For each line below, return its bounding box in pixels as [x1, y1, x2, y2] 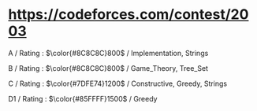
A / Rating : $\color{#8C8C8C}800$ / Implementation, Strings [8, 48, 209, 57]
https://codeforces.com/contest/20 [8, 6, 249, 24]
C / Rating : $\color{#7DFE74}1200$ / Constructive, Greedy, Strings [8, 79, 228, 88]
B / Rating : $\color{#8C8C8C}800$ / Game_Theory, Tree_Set [8, 63, 209, 72]
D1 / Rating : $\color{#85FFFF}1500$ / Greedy [8, 94, 158, 103]
